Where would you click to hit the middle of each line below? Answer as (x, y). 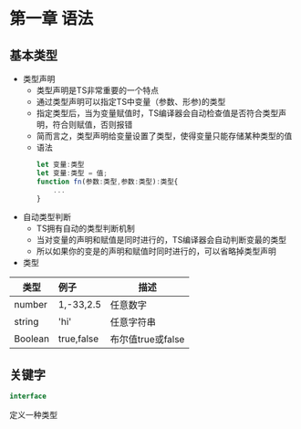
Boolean (32, 339)
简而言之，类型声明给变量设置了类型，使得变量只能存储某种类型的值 (164, 136)
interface (28, 397)
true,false (78, 339)
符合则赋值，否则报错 (93, 125)
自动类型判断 (47, 217)
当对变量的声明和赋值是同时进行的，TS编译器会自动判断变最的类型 (161, 240)
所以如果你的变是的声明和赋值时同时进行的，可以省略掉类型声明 (156, 251)
